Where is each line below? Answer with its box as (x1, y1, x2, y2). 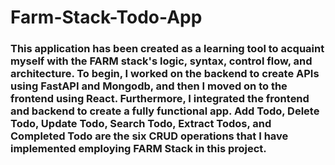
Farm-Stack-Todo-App (10, 6, 203, 29)
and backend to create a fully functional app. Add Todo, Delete (10, 104, 320, 118)
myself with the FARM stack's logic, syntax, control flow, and (10, 54, 313, 68)
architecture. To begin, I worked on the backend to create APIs (10, 67, 320, 81)
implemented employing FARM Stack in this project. (10, 142, 267, 156)
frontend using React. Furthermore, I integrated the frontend (10, 92, 310, 106)
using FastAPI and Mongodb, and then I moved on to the (10, 79, 288, 93)
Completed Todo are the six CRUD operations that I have (10, 129, 289, 143)
